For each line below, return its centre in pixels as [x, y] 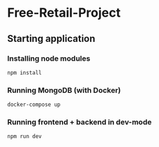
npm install [24, 72]
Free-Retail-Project [64, 13]
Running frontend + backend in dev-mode [79, 122]
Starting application [51, 39]
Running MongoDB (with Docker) [64, 90]
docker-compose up [34, 105]
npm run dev [24, 137]
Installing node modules [49, 59]
